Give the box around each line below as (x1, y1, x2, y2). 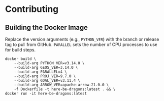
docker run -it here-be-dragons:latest (5, 91, 87, 96)
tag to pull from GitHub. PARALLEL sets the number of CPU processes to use (5, 42, 158, 48)
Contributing (5, 3, 59, 15)
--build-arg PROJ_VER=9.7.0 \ (14, 74, 76, 79)
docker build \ (5, 56, 36, 61)
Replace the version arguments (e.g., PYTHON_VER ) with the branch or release (5, 36, 159, 42)
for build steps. (5, 47, 36, 52)
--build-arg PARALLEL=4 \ (14, 69, 67, 74)
